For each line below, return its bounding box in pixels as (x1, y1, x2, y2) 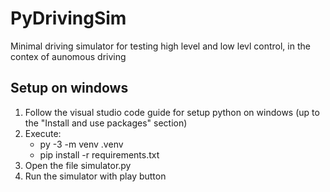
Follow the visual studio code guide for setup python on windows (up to (24, 106, 320, 118)
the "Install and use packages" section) (24, 117, 188, 129)
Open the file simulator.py (24, 159, 132, 171)
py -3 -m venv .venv (39, 138, 124, 150)
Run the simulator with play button (24, 170, 167, 182)
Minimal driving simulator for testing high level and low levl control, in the (10, 40, 311, 52)
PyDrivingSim (10, 7, 127, 30)
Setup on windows (10, 80, 129, 97)
